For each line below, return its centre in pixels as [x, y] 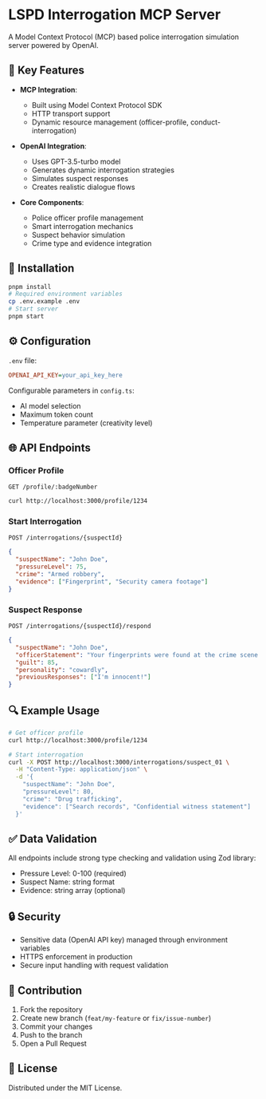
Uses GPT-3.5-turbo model [76, 161]
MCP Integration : [49, 89]
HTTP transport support [71, 113]
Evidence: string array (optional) [72, 891]
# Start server [33, 309]
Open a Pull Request [53, 1044]
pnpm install [30, 287]
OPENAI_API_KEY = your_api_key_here [66, 375]
